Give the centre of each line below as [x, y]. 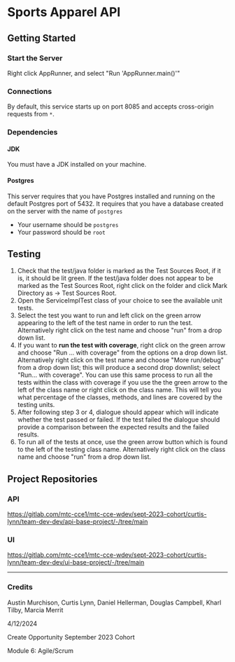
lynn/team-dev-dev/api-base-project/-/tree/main [78, 522]
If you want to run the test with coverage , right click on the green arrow [121, 345]
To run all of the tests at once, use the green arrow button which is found [122, 442]
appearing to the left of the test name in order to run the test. [105, 323]
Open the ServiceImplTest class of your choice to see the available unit [120, 301]
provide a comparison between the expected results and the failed [113, 427]
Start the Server [35, 58]
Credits [20, 587]
